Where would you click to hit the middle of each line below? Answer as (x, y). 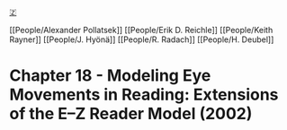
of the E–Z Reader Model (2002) (131, 114)
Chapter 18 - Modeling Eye (110, 76)
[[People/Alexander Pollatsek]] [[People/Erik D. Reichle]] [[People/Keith (141, 30)
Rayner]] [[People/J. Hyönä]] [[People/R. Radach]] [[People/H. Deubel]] (142, 39)
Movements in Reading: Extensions (144, 95)
